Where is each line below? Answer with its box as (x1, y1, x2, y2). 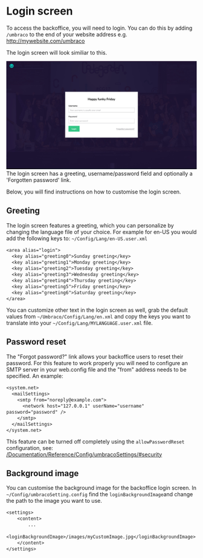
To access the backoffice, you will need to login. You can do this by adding (6, 24, 193, 32)
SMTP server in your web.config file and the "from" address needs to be (6, 366, 187, 373)
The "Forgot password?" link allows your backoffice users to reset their (6, 353, 184, 360)
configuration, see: (6, 444, 53, 451)
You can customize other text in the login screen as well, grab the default (6, 306, 188, 314)
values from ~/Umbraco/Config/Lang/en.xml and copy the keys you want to (6, 312, 191, 320)
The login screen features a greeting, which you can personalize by (6, 221, 174, 229)
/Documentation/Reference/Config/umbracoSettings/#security (6, 451, 163, 458)
